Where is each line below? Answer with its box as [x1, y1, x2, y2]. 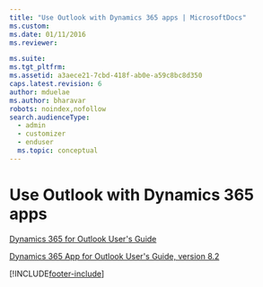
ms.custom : [9, 22, 50, 30]
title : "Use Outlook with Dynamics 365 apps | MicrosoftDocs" [9, 13, 247, 22]
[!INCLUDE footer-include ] [9, 268, 105, 279]
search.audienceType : [9, 113, 91, 122]
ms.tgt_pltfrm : [9, 63, 66, 72]
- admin [17, 121, 47, 130]
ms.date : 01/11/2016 [9, 30, 87, 39]
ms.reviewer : [9, 38, 58, 48]
